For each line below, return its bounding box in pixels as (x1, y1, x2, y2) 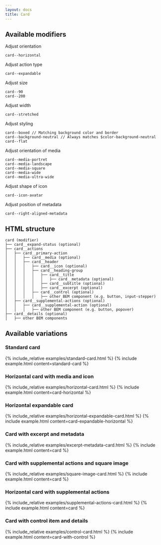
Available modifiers (5, 30, 66, 39)
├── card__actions (5, 246, 43, 252)
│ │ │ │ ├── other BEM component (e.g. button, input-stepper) (5, 294, 156, 299)
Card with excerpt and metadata (5, 431, 84, 437)
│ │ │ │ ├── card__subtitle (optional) (5, 281, 106, 286)
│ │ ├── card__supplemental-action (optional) (5, 303, 112, 308)
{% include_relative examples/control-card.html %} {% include (5, 529, 133, 535)
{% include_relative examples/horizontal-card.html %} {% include (5, 384, 140, 390)
